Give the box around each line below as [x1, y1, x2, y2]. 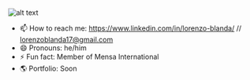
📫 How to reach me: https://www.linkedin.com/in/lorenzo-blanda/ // [19, 24, 242, 33]
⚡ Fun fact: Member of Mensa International [19, 52, 159, 61]
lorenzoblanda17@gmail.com [19, 35, 114, 44]
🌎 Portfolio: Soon [19, 64, 77, 73]
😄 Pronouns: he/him [19, 43, 87, 53]
